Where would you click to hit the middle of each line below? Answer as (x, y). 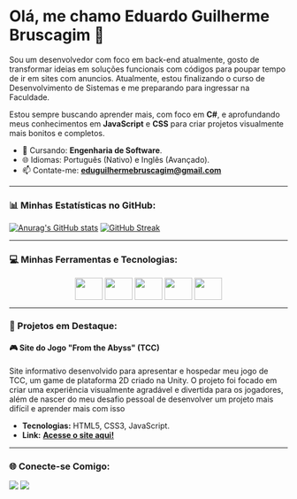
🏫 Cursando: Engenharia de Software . (92, 150)
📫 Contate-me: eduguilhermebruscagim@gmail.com (122, 170)
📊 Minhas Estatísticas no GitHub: (83, 205)
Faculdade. (30, 97)
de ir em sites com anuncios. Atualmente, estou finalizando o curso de (137, 78)
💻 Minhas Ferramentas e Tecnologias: (94, 260)
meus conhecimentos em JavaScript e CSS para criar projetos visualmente (147, 123)
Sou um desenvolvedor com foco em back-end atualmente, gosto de (134, 59)
